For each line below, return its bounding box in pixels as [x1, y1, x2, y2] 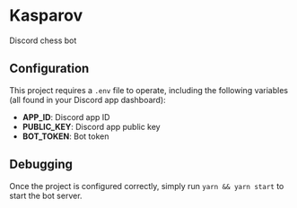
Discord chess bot [9, 35, 77, 46]
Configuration [9, 61, 90, 76]
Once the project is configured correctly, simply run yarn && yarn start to [9, 180, 284, 191]
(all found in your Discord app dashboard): [9, 94, 166, 105]
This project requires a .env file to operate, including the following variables [9, 84, 289, 95]
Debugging [9, 157, 74, 172]
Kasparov [9, 5, 83, 26]
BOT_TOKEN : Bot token [22, 131, 109, 142]
